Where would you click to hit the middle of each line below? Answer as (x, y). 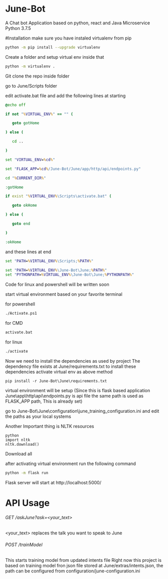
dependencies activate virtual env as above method (59, 372)
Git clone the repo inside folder (37, 76)
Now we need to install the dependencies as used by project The (73, 361)
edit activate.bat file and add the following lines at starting (66, 95)
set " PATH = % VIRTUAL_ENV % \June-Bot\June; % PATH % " (56, 270)
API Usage (27, 503)
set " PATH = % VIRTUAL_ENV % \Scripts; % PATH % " (49, 261)
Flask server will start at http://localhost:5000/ (53, 482)
